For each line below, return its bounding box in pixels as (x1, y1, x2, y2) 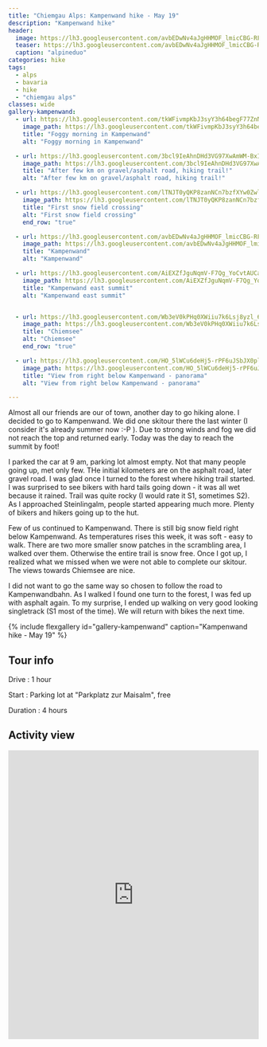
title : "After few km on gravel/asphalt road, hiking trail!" (22, 167, 233, 175)
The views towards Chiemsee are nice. (8, 566, 136, 575)
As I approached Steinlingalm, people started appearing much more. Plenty (8, 500, 254, 509)
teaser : (15, 41, 41, 49)
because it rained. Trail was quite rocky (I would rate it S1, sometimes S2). (8, 491, 250, 500)
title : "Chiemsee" (22, 327, 83, 335)
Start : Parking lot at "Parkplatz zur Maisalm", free (8, 690, 171, 700)
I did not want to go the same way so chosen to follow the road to (8, 581, 222, 590)
